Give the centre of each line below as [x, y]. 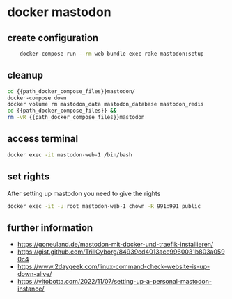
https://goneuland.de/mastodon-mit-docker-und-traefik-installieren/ [115, 245]
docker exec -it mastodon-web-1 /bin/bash [70, 155]
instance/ [31, 289]
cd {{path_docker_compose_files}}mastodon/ [71, 91]
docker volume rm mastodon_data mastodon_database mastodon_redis [106, 104]
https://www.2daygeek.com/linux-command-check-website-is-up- [114, 267]
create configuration [53, 38]
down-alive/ [34, 274]
